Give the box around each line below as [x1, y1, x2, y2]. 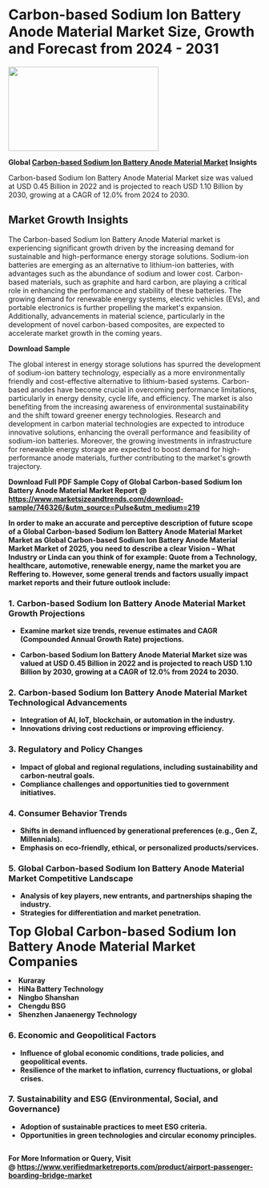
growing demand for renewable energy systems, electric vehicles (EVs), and [8, 294, 260, 304]
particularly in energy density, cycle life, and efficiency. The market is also [8, 393, 253, 402]
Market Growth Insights [8, 213, 129, 227]
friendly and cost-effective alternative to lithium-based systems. [8, 376, 220, 386]
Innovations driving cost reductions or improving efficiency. [19, 724, 224, 733]
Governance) [8, 1104, 61, 1115]
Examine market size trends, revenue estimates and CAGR [19, 626, 218, 636]
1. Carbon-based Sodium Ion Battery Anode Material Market [8, 597, 246, 608]
